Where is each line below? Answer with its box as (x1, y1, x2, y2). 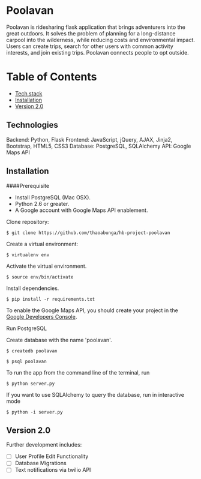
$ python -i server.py (6, 409, 63, 415)
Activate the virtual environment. (6, 262, 87, 270)
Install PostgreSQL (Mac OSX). (14, 193, 91, 201)
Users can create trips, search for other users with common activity (6, 43, 174, 50)
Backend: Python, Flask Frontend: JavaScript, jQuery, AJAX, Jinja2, (6, 136, 173, 143)
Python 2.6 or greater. (14, 200, 70, 207)
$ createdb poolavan (6, 348, 58, 354)
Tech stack (14, 89, 43, 97)
